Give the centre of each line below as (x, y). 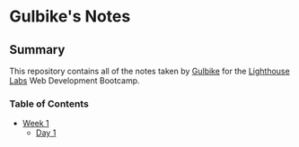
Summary (37, 50)
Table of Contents (49, 103)
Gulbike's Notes (70, 17)
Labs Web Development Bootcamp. (75, 81)
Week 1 (35, 124)
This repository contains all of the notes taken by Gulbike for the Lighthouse (149, 71)
